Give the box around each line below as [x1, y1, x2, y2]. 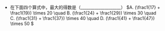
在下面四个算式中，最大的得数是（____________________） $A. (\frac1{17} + [10, 4, 160, 10]
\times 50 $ [10, 20, 34, 26]
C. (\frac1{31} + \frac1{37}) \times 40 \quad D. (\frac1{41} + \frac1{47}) [10, 15, 155, 21]
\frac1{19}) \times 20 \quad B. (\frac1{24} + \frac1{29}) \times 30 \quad [10, 10, 157, 16]
